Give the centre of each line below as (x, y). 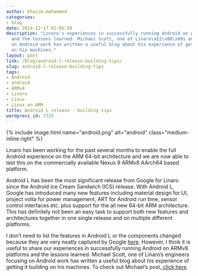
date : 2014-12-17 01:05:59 (39, 28)
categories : (21, 17)
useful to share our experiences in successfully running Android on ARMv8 (97, 248)
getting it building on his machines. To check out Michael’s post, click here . (97, 267)
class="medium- (169, 133)
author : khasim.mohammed (37, 11)
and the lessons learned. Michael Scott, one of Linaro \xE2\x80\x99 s (98, 39)
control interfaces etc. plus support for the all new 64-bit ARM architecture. (98, 206)
